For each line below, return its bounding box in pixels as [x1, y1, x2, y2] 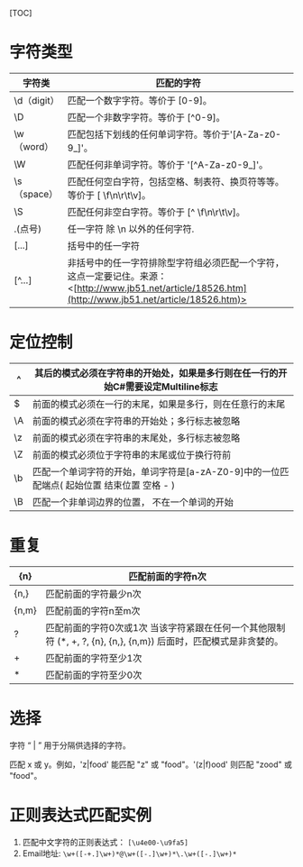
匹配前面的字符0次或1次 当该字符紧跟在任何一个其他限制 [45, 621, 286, 634]
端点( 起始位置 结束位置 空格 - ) [41, 479, 176, 491]
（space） [14, 187, 59, 200]
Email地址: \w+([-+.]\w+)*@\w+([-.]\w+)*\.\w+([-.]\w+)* [22, 847, 237, 859]
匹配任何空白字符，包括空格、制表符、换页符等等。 [67, 175, 285, 187]
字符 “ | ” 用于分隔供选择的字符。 [9, 739, 131, 751]
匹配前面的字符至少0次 [45, 669, 142, 681]
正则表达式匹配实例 [9, 805, 152, 826]
